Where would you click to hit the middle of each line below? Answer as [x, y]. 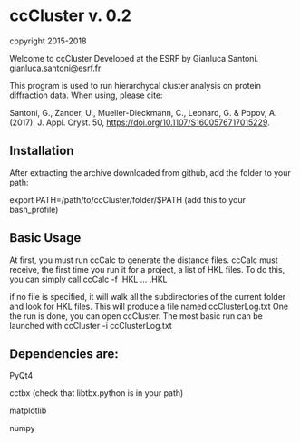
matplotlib [28, 411]
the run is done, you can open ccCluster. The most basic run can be [136, 316]
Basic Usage [45, 238]
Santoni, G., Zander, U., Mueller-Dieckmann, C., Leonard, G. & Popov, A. [143, 112]
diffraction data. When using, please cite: [86, 95]
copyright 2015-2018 [48, 41]
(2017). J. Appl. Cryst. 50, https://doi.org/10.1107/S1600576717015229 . [140, 122]
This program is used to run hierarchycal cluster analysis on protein [135, 85]
